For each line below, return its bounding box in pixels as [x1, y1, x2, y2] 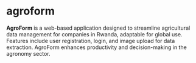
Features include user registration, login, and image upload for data [6, 37, 175, 44]
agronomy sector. [6, 50, 51, 57]
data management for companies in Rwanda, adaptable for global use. [6, 30, 183, 38]
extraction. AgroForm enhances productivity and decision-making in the [6, 44, 187, 51]
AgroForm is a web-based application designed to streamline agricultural [6, 24, 191, 31]
